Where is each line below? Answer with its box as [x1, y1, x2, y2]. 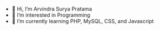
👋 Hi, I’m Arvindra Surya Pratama [11, 6, 92, 12]
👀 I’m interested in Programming [11, 12, 91, 18]
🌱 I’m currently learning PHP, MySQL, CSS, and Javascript [11, 18, 154, 24]
